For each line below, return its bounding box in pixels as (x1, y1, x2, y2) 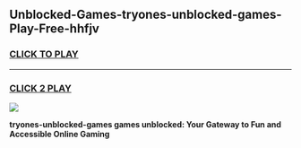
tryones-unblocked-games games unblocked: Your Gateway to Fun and (9, 118, 282, 129)
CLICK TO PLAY (9, 48, 79, 61)
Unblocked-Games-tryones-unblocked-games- (9, 7, 282, 22)
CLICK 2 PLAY (9, 82, 72, 94)
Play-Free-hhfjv (9, 22, 100, 37)
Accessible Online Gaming (9, 128, 110, 139)
